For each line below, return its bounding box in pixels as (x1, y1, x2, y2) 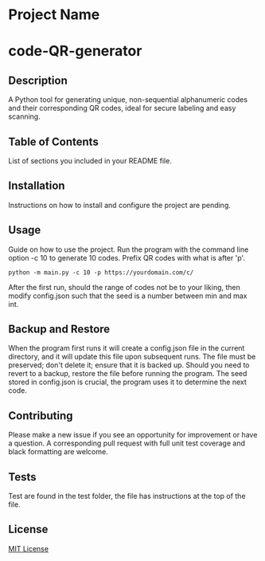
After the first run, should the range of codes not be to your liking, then (8, 282, 241, 292)
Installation (8, 179, 65, 193)
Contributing (8, 409, 73, 422)
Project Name (8, 6, 100, 24)
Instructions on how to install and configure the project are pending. (8, 200, 231, 210)
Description (8, 73, 68, 87)
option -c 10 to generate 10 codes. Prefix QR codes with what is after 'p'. (8, 253, 245, 262)
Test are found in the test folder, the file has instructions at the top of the (8, 492, 246, 501)
